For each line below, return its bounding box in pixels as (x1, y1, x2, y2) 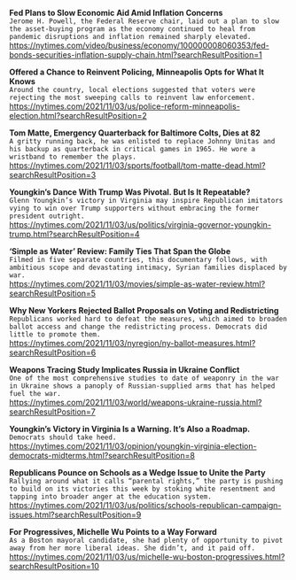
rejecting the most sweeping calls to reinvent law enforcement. (9, 93, 255, 102)
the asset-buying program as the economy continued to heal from (9, 25, 255, 34)
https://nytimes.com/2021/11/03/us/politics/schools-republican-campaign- (9, 500, 282, 510)
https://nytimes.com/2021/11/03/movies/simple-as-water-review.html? (9, 279, 266, 289)
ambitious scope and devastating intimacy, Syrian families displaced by (9, 263, 288, 272)
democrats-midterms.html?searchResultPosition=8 (9, 451, 195, 460)
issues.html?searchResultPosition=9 (9, 509, 142, 520)
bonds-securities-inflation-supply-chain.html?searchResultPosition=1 (9, 50, 263, 60)
